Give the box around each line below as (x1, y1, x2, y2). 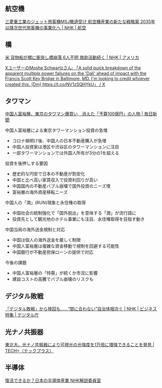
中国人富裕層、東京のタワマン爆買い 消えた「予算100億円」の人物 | (5, 111, 143, 117)
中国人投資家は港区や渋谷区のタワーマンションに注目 (12, 144, 120, 150)
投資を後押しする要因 (5, 161, 48, 167)
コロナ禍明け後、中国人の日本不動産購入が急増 (12, 138, 106, 144)
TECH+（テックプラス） (5, 348, 54, 354)
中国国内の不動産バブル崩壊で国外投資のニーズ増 (12, 183, 111, 189)
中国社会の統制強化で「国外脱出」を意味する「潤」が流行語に (12, 210, 137, 216)
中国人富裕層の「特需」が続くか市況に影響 (12, 270, 98, 276)
